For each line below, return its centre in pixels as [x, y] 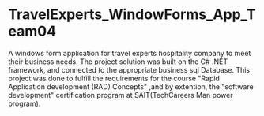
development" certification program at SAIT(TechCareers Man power [121, 95]
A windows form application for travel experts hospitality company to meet [130, 53]
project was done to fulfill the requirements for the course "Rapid [114, 78]
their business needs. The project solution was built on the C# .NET [118, 62]
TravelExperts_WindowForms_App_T [132, 15]
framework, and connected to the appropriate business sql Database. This [129, 69]
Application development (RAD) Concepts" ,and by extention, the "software [131, 86]
